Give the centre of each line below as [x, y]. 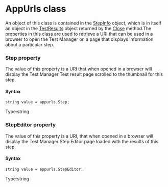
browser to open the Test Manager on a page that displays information [79, 39]
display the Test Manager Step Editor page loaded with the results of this [82, 141]
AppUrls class [36, 9]
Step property [23, 58]
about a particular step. [30, 44]
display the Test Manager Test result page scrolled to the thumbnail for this [84, 74]
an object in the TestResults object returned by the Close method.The [78, 28]
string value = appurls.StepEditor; [44, 169]
